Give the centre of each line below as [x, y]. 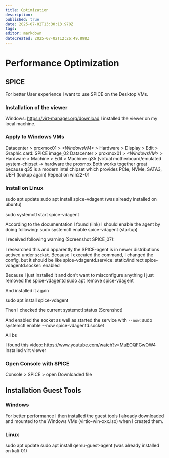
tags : [11, 29]
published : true [22, 19]
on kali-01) [16, 451]
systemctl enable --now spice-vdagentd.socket [55, 325]
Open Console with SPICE [37, 363]
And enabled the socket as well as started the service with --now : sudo [79, 320]
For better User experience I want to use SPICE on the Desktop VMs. [77, 94]
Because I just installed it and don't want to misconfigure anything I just [80, 275]
